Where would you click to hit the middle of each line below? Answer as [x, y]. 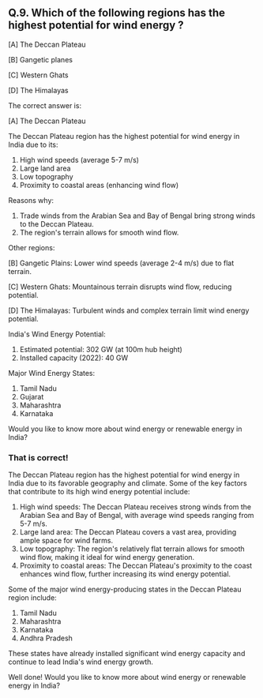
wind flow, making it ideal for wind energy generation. [107, 557]
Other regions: [32, 247]
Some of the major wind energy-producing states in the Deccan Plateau [125, 589]
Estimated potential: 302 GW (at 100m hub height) [101, 349]
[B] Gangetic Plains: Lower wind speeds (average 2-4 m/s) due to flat [121, 263]
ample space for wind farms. [66, 541]
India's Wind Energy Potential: [57, 334]
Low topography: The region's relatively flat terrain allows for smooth [132, 549]
